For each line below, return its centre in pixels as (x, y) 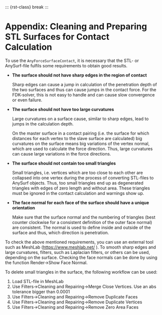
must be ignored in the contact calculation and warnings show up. (78, 193)
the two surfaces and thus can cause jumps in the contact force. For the (84, 90)
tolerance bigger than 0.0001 (41, 291)
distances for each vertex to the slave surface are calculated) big (77, 138)
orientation (24, 207)
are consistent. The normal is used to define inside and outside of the (81, 227)
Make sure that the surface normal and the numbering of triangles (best (84, 217)
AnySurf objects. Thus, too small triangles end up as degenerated (78, 183)
